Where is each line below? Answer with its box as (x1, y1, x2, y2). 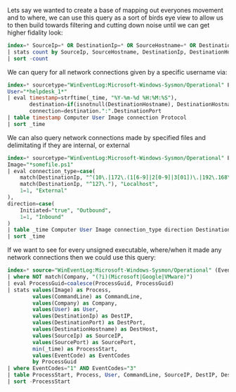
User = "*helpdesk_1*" (7, 88, 68, 95)
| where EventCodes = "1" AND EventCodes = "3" (7, 365, 137, 372)
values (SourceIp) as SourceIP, (32, 332, 124, 339)
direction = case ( (7, 200, 55, 207)
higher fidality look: (7, 28, 63, 37)
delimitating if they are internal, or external (7, 141, 130, 149)
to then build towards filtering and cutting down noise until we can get (7, 21, 210, 29)
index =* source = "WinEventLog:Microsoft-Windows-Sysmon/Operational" (7, 267, 212, 274)
